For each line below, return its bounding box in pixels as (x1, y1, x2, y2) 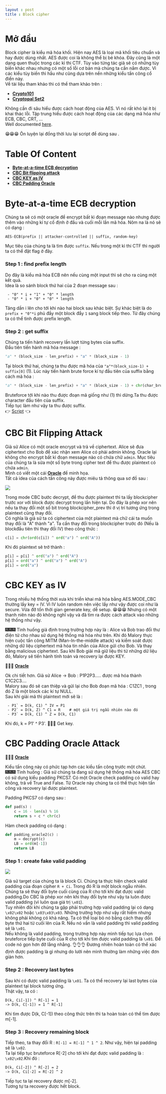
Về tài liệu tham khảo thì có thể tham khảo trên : (5, 81, 102, 87)
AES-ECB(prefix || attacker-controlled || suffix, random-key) (5, 234, 138, 239)
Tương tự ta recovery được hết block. (5, 1083, 81, 1089)
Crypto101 (12, 91, 34, 97)
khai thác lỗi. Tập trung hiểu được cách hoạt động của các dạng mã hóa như (5, 111, 161, 117)
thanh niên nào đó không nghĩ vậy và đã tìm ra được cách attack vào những (5, 612, 159, 618)
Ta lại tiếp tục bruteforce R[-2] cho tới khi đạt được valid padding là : (5, 1050, 144, 1056)
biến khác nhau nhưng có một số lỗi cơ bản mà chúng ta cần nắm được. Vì (5, 65, 157, 71)
